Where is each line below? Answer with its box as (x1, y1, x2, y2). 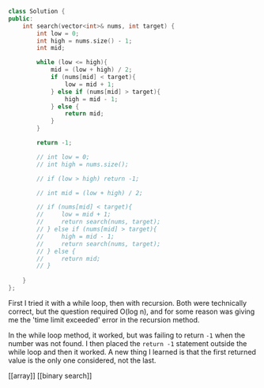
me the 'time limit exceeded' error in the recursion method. (8, 315, 200, 324)
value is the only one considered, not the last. (8, 356, 157, 365)
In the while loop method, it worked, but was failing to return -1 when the (8, 330, 246, 340)
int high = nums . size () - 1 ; (36, 36, 133, 45)
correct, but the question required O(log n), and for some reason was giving (8, 307, 255, 316)
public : (8, 14, 34, 23)
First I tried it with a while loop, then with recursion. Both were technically (8, 298, 247, 307)
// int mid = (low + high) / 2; (36, 189, 144, 197)
